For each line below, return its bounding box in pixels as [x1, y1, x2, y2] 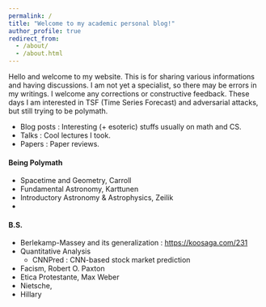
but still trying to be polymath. [8, 106, 108, 116]
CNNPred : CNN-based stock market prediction [32, 255, 191, 265]
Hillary [19, 289, 42, 300]
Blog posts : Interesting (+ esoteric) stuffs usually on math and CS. [19, 122, 242, 131]
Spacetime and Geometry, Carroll [19, 176, 132, 185]
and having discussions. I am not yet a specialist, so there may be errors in [8, 80, 257, 90]
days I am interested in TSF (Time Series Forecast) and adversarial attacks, [8, 98, 259, 107]
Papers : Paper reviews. [19, 139, 99, 148]
